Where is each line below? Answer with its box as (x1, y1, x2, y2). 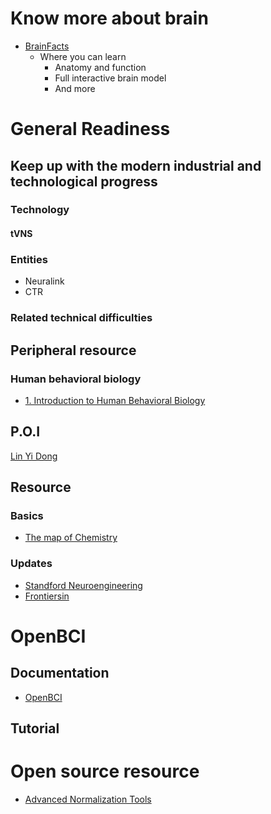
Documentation (10, 665, 110, 682)
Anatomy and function (54, 61, 147, 73)
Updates (10, 557, 53, 571)
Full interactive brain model (54, 72, 167, 84)
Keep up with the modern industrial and (10, 157, 262, 174)
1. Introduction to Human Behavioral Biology (24, 394, 206, 406)
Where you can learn (39, 50, 127, 62)
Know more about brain (10, 7, 209, 30)
